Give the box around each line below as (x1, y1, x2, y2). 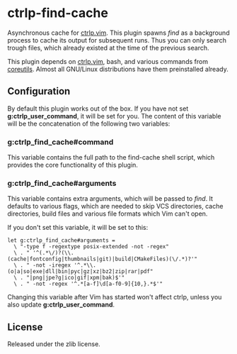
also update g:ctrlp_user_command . (7, 300, 115, 309)
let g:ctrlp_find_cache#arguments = (7, 237, 115, 244)
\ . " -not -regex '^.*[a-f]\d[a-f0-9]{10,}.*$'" (13, 280, 163, 288)
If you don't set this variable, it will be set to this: (7, 223, 149, 232)
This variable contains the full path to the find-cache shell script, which (7, 153, 215, 162)
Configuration (7, 85, 71, 97)
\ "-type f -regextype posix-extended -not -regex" (13, 243, 170, 250)
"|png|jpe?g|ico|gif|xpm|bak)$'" (25, 275, 125, 282)
